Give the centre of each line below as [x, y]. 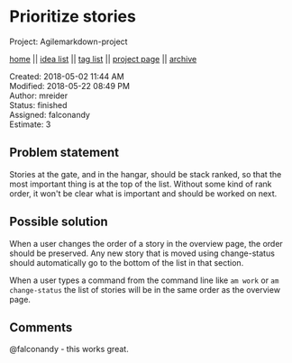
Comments [41, 327]
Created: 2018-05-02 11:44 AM [67, 76]
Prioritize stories [73, 17]
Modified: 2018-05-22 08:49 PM [70, 86]
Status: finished [38, 104]
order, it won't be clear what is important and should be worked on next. [143, 193]
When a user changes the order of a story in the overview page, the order [146, 243]
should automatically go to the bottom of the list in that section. [127, 262]
